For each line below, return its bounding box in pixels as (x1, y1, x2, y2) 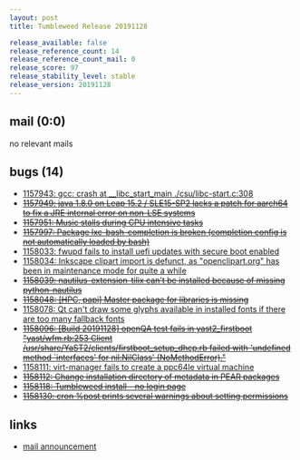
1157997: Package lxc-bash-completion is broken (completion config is (22, 227, 287, 238)
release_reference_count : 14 (9, 46, 120, 55)
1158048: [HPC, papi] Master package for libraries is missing (22, 294, 249, 305)
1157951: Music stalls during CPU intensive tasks (22, 217, 204, 228)
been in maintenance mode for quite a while (22, 265, 188, 277)
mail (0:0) (9, 114, 66, 130)
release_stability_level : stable (9, 72, 136, 82)
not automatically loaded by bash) (22, 237, 150, 248)
